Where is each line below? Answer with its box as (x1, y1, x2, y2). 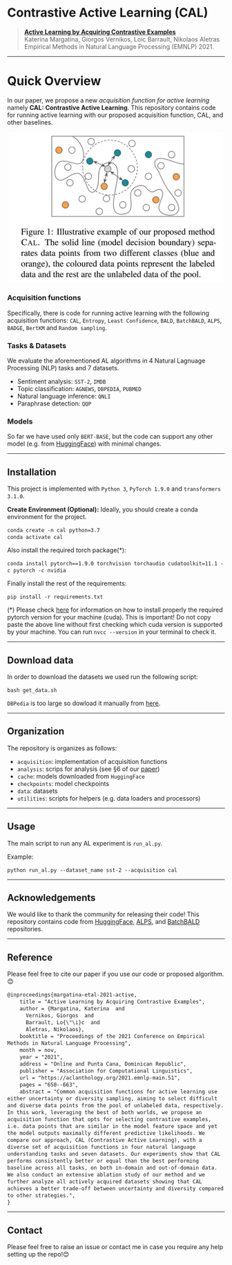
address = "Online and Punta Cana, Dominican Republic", (19, 1061, 187, 1068)
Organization (7, 725, 64, 738)
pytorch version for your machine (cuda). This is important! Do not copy (7, 613, 211, 621)
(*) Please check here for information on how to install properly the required (7, 606, 223, 614)
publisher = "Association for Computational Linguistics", (19, 1068, 193, 1075)
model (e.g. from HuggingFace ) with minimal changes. (7, 439, 162, 448)
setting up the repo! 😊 (7, 1250, 70, 1259)
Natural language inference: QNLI (17, 392, 111, 401)
